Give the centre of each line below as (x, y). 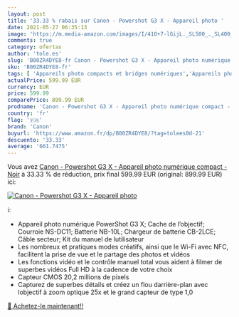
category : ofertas (34, 47)
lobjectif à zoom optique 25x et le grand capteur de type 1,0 (105, 292)
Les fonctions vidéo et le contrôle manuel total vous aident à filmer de (120, 262)
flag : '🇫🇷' (25, 120)
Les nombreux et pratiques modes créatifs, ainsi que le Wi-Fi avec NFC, (123, 247)
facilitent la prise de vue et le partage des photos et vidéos (104, 254)
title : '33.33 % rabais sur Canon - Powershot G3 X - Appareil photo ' (116, 21)
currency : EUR (28, 87)
